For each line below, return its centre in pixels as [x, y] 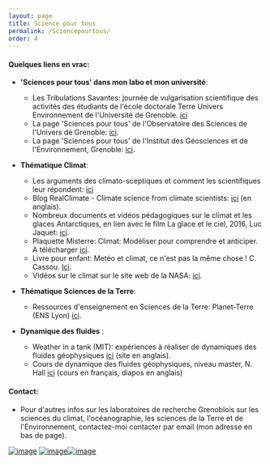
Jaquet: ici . [51, 232]
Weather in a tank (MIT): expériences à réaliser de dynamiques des [144, 347]
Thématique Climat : [54, 165]
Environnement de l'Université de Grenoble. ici [110, 115]
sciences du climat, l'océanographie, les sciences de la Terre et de [132, 418]
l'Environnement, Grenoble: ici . [84, 150]
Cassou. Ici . [52, 267]
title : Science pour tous [52, 23]
